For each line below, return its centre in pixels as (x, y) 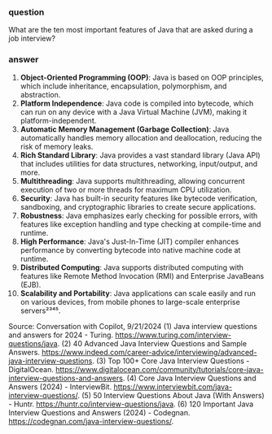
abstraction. (40, 94)
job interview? (32, 38)
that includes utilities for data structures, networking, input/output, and (139, 163)
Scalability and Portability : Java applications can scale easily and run (138, 293)
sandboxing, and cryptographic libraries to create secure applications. (138, 206)
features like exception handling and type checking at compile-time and (140, 224)
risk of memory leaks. (57, 146)
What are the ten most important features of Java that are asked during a (131, 30)
